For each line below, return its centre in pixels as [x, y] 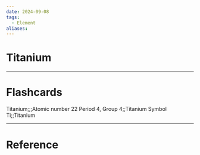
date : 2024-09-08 [28, 12]
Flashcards [34, 92]
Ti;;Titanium [21, 115]
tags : [13, 17]
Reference [32, 145]
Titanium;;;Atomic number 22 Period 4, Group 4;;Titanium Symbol [86, 109]
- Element [24, 23]
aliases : [17, 28]
